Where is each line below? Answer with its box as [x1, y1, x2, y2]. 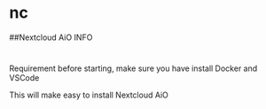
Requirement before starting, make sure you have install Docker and [9, 63, 258, 74]
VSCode [9, 73, 40, 83]
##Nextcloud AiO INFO [9, 32, 93, 43]
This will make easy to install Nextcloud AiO [9, 90, 168, 100]
